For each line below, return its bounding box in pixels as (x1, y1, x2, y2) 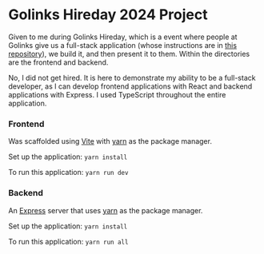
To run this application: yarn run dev (8, 168, 129, 177)
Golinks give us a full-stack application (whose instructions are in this (8, 40, 238, 50)
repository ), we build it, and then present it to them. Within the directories (8, 49, 250, 58)
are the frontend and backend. (8, 58, 109, 67)
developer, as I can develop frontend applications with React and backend (8, 81, 253, 91)
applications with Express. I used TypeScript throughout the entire (8, 89, 226, 99)
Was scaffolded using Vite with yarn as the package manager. (8, 137, 212, 146)
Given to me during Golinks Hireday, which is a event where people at (8, 32, 238, 42)
